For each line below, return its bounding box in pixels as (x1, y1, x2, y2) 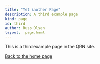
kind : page (5, 16, 28, 21)
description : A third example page (5, 12, 78, 17)
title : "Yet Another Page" (5, 7, 61, 12)
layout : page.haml (5, 30, 45, 35)
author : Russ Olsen (5, 26, 45, 31)
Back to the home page (5, 53, 53, 59)
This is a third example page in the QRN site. (5, 44, 95, 49)
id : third (5, 21, 26, 26)
